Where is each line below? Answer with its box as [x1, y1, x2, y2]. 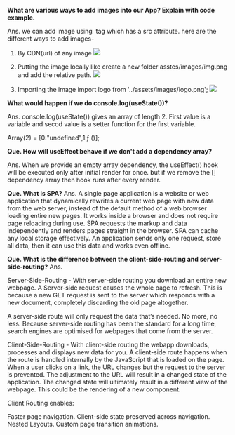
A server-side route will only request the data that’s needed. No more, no [7, 312, 218, 320]
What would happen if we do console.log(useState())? [7, 99, 168, 107]
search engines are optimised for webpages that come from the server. [7, 327, 213, 335]
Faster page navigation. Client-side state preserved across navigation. [7, 413, 210, 420]
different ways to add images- [7, 34, 95, 43]
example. [7, 13, 35, 22]
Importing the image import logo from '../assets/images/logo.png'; [17, 86, 208, 93]
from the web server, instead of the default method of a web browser [7, 204, 207, 213]
